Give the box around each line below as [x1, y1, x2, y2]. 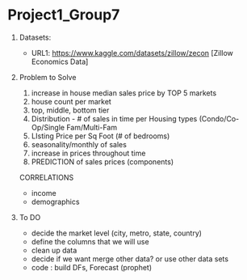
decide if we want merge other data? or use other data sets [31, 253, 229, 264]
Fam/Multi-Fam [66, 122, 118, 132]
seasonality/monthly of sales [31, 139, 127, 149]
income [31, 188, 57, 197]
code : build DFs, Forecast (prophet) [31, 262, 153, 272]
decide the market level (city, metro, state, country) [31, 228, 203, 238]
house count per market [31, 96, 112, 106]
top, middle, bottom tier [31, 105, 110, 115]
